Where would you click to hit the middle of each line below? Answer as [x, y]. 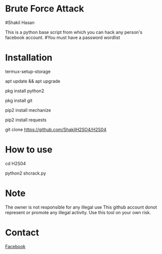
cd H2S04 [16, 163]
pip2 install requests [26, 120]
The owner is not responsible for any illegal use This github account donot [81, 207]
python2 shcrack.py [26, 173]
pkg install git [19, 100]
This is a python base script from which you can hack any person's [74, 32]
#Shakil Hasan [20, 22]
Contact [22, 232]
